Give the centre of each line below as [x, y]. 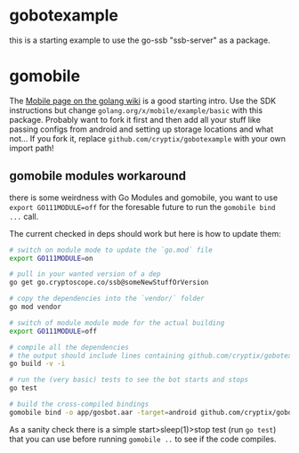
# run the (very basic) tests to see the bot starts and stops [129, 380]
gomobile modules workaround [98, 176]
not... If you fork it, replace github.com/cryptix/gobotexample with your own [148, 138]
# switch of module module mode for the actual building [117, 323]
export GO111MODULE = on [51, 258]
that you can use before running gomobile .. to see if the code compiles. [143, 439]
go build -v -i [37, 364]
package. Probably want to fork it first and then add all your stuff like [135, 119]
